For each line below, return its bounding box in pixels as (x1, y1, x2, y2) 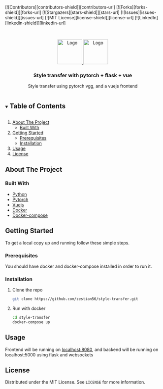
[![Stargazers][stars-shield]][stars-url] (42, 9, 120, 15)
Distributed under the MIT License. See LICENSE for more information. (5, 379, 145, 385)
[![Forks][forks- (116, 4, 148, 10)
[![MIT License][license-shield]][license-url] (45, 15, 134, 20)
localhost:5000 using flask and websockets (5, 351, 94, 358)
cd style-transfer (12, 315, 50, 320)
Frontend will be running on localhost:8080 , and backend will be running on (5, 346, 159, 352)
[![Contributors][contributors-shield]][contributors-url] (5, 4, 116, 10)
